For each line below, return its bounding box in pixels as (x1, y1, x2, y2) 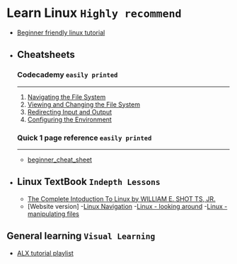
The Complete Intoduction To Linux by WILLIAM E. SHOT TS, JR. (27, 194, 216, 203)
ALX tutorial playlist (16, 248, 74, 257)
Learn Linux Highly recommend (6, 5, 182, 21)
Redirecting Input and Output (27, 107, 112, 116)
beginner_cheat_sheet (27, 155, 93, 164)
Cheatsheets (16, 49, 76, 61)
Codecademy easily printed (16, 70, 118, 80)
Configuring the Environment (27, 115, 112, 124)
